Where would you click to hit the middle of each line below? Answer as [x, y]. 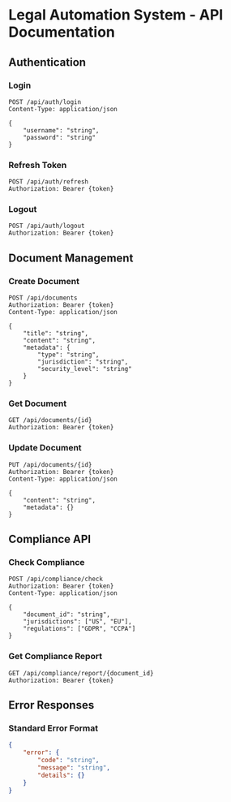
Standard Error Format [53, 728]
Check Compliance [47, 563]
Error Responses [51, 705]
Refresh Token [38, 165]
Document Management [71, 258]
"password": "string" [59, 137]
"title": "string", [56, 334]
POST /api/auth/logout [47, 226]
